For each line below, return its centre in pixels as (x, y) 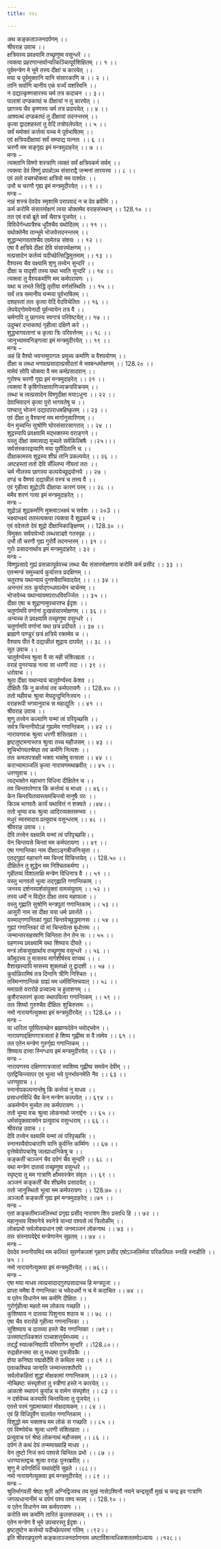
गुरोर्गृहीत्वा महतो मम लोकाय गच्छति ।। (49, 1306)
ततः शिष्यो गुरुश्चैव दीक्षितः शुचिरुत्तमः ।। (50, 1005)
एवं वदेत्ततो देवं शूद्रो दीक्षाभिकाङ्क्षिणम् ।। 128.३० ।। (66, 525)
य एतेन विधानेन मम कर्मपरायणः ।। (44, 1506)
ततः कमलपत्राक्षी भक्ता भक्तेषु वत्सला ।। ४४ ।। (60, 757)
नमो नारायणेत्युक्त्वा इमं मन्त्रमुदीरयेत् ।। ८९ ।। (58, 1476)
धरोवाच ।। (20, 672)
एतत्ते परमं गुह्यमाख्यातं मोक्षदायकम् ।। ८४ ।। (56, 1406)
